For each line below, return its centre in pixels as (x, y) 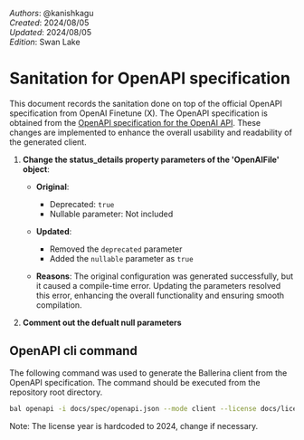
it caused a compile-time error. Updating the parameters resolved (158, 285)
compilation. (59, 305)
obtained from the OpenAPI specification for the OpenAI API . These (135, 122)
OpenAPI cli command (73, 351)
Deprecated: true (82, 204)
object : (36, 169)
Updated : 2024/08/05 (51, 32)
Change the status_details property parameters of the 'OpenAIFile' (151, 159)
